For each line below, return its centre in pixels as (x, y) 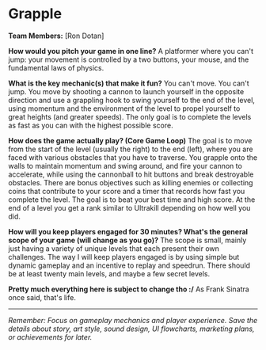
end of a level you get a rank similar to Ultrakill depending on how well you (129, 207)
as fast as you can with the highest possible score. (91, 125)
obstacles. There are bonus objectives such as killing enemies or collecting (131, 182)
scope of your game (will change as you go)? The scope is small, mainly (127, 240)
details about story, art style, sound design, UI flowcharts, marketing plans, (131, 329)
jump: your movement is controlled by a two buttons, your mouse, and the (129, 59)
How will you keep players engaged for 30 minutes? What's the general (128, 231)
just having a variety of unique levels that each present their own (114, 248)
